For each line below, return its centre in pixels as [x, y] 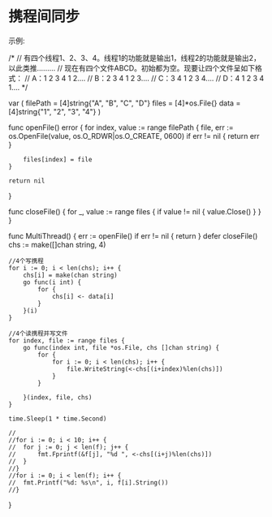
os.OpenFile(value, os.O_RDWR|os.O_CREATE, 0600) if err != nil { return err [134, 136]
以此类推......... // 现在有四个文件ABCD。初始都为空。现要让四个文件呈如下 [132, 68]
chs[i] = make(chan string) [70, 275]
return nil [27, 181]
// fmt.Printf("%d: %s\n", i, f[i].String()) [89, 483]
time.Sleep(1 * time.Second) [58, 419]
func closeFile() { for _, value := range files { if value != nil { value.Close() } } [135, 211]
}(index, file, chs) [58, 397]
